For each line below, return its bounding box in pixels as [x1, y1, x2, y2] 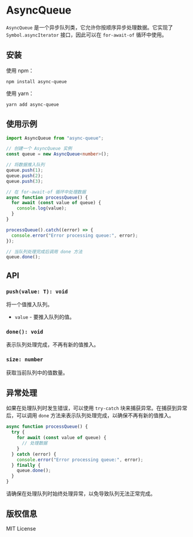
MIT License [6, 525, 36, 532]
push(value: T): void [6, 288, 68, 295]
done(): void [6, 328, 44, 335]
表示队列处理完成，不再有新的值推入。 [6, 341, 99, 348]
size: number [6, 356, 44, 363]
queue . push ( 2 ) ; [6, 172, 44, 179]
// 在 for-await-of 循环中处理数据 [6, 189, 86, 195]
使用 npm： [6, 67, 34, 74]
